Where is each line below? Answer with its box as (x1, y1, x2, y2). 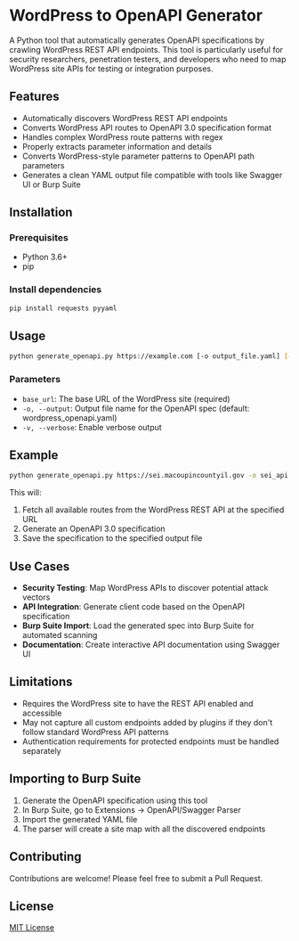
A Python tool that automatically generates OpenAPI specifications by (9, 35, 265, 45)
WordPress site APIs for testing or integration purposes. (9, 63, 214, 74)
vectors (21, 592, 51, 602)
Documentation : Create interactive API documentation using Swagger (21, 639, 280, 651)
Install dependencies (9, 283, 102, 296)
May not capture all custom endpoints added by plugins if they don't (21, 716, 273, 727)
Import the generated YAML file (21, 814, 138, 824)
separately (21, 745, 61, 756)
